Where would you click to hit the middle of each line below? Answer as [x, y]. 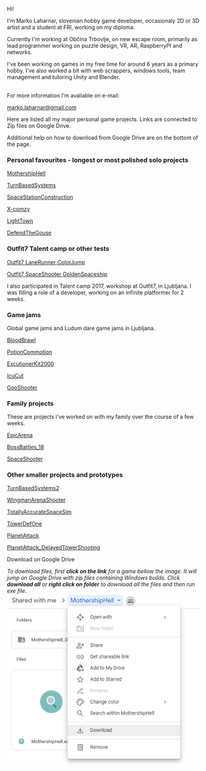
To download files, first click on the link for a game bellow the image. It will [102, 571]
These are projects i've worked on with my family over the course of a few [101, 417]
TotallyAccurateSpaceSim [39, 512]
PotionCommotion [30, 351]
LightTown [20, 221]
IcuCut [15, 375]
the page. [19, 144]
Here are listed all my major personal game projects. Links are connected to [102, 119]
